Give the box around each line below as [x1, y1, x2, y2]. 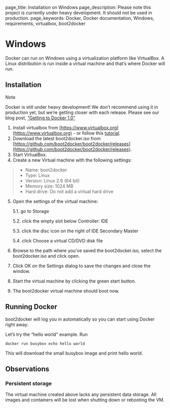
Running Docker [5, 302, 57, 311]
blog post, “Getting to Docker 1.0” [5, 114, 76, 121]
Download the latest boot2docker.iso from [12, 135, 101, 141]
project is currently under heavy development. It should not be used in [5, 10, 152, 16]
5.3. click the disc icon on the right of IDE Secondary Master [12, 228, 139, 234]
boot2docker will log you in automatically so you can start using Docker [5, 316, 155, 322]
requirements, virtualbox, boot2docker [5, 20, 86, 26]
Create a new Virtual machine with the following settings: [12, 157, 132, 163]
